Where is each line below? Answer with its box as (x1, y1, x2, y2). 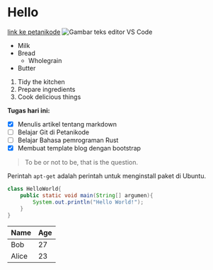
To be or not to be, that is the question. (24, 158, 138, 167)
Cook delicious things (17, 93, 81, 101)
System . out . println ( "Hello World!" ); (33, 199, 144, 206)
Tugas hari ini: (7, 106, 50, 115)
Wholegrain (28, 56, 62, 64)
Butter (17, 64, 36, 72)
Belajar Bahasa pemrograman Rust (17, 136, 119, 145)
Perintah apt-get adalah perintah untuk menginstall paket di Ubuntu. (7, 172, 207, 180)
